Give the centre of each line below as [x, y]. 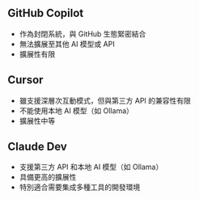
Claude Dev [38, 147]
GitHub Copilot [46, 13]
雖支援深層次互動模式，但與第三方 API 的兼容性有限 [105, 100]
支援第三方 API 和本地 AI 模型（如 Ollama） [91, 167]
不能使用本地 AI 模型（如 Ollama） [76, 110]
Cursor [25, 80]
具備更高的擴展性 [48, 177]
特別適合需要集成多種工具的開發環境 [80, 187]
